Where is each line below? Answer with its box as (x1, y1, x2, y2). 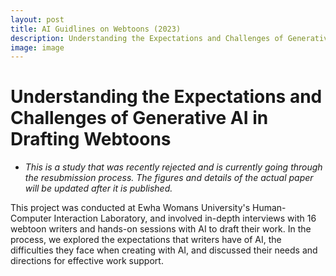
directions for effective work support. (10, 255, 164, 267)
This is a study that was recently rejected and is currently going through (24, 161, 323, 173)
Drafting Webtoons (10, 128, 172, 151)
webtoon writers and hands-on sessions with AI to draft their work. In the (10, 223, 312, 235)
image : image (10, 42, 65, 53)
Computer (10, 212, 52, 225)
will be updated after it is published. (24, 182, 173, 195)
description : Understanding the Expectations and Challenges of (10, 33, 284, 43)
